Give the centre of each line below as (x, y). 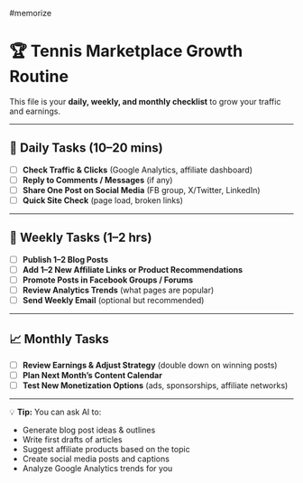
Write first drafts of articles (73, 440)
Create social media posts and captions (96, 459)
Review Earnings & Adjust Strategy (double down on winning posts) (150, 365)
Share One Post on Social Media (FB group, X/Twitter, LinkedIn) (141, 190)
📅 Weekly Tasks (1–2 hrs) (81, 238)
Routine (39, 77)
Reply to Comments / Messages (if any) (97, 180)
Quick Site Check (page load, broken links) (102, 200)
